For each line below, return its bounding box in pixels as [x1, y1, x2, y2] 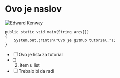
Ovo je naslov [5, 3, 62, 15]
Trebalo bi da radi [18, 68, 54, 74]
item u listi [19, 62, 41, 68]
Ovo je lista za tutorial [18, 51, 63, 57]
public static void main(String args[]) [5, 29, 90, 34]
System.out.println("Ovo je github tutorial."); [14, 38, 116, 43]
